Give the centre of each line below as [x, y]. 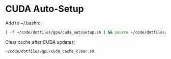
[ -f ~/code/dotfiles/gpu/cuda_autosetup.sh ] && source [67, 32]
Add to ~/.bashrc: [24, 23]
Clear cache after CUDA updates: [40, 42]
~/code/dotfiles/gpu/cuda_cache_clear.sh [50, 51]
